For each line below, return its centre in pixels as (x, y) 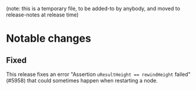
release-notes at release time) (43, 15)
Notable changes (49, 39)
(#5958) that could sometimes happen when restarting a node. (82, 81)
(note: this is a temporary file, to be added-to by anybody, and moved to (93, 9)
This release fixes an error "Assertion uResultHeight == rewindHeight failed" (98, 74)
